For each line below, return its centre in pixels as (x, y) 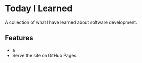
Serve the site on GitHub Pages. (45, 55)
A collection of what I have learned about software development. (71, 22)
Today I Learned (39, 9)
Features (19, 38)
